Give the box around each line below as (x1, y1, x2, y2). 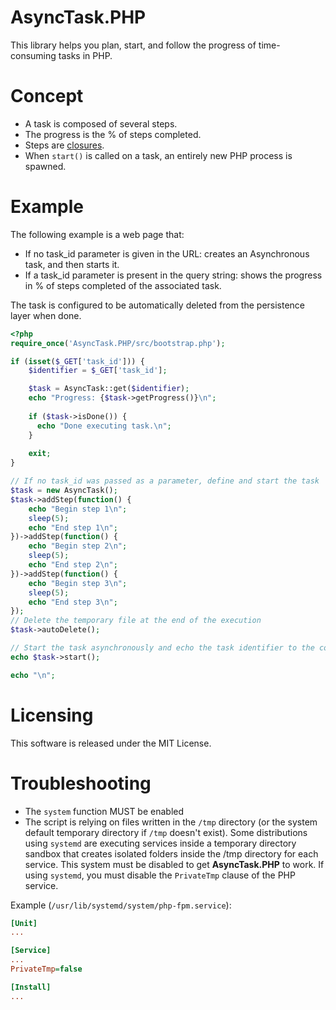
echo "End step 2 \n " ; (28, 560, 118, 570)
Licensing (10, 704, 94, 726)
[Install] (10, 982, 52, 992)
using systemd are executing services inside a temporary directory (24, 837, 297, 849)
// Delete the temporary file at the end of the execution (10, 616, 262, 626)
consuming (10, 49, 57, 61)
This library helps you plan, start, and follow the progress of (10, 39, 257, 51)
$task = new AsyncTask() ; (10, 486, 118, 496)
